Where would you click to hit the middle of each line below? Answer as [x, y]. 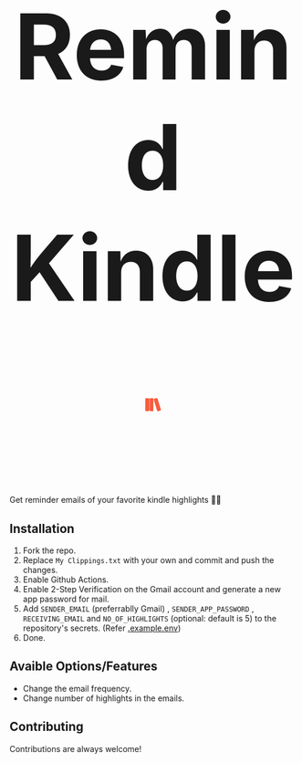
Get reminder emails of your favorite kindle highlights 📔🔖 [115, 500]
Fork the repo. [49, 550]
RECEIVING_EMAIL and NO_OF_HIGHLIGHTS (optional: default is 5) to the [149, 618]
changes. [40, 570]
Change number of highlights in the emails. [104, 698]
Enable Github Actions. [66, 580]
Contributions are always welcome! [76, 748]
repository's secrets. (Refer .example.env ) [102, 628]
